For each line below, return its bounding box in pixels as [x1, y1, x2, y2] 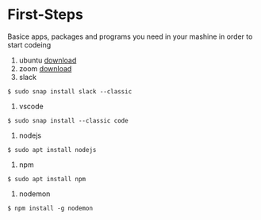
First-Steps [7, 6, 84, 24]
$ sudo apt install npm [7, 175, 86, 183]
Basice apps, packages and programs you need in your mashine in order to [7, 32, 253, 41]
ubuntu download [18, 55, 77, 65]
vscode [18, 101, 44, 111]
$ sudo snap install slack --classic [7, 87, 132, 96]
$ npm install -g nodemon [7, 204, 93, 212]
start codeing [7, 40, 52, 49]
